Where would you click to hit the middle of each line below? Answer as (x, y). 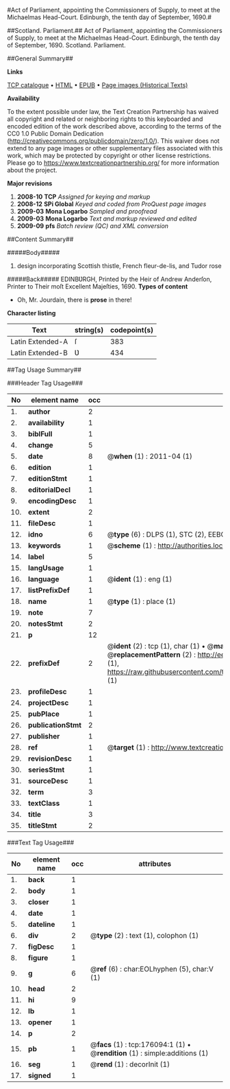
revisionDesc (50, 759)
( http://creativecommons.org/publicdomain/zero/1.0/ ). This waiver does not (114, 141)
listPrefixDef (49, 590)
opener (40, 1022)
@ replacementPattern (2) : (152, 654)
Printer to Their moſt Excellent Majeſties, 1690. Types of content (98, 287)
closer (39, 902)
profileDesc (48, 692)
